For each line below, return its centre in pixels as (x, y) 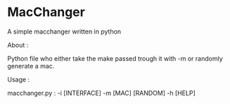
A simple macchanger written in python (64, 31)
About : (18, 45)
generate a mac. (31, 66)
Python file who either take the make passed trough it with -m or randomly (115, 58)
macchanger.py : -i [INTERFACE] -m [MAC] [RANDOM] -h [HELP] (101, 93)
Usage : (19, 79)
